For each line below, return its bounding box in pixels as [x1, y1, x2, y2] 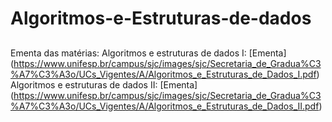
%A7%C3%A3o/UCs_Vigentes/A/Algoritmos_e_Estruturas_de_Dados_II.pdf [10, 100, 320, 112]
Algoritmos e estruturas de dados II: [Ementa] [10, 78, 198, 91]
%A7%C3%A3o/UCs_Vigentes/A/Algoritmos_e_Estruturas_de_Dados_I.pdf [10, 68, 317, 80]
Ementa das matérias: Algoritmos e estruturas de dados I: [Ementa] [10, 47, 287, 59]
